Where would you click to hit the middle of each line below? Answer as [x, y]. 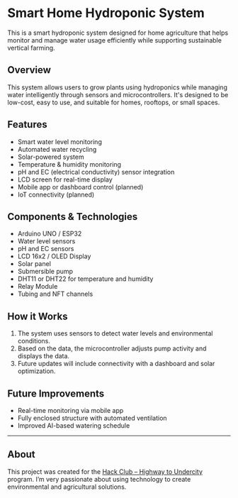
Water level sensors [46, 241]
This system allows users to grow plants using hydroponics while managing [118, 87]
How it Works [38, 316]
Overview [29, 70]
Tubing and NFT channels [55, 294]
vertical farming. [31, 48]
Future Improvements [56, 393]
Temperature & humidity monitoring [69, 164]
